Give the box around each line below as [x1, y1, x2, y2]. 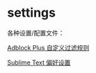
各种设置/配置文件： [7, 29, 65, 37]
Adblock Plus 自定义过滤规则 [7, 43, 90, 51]
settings [7, 5, 56, 21]
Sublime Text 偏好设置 [7, 58, 71, 67]
